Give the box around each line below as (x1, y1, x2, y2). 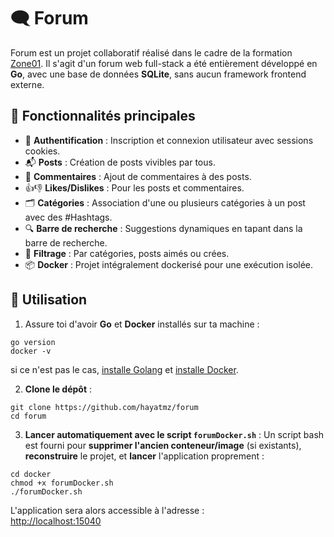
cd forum (10, 411, 47, 421)
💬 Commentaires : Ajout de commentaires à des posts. (24, 170, 252, 182)
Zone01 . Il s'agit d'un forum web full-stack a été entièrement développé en (10, 57, 318, 69)
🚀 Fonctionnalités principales (10, 108, 196, 125)
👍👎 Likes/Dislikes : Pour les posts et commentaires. (24, 181, 245, 194)
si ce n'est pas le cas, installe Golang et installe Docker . (10, 363, 239, 375)
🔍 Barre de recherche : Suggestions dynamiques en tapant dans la (24, 222, 303, 234)
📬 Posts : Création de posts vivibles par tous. (24, 156, 216, 168)
